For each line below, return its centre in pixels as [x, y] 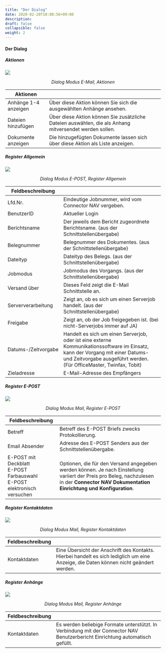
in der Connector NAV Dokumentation [105, 482]
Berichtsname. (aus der [90, 228]
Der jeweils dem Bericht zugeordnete [106, 221]
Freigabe [18, 323]
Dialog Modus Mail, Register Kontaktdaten [83, 529]
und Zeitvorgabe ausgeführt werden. [106, 359]
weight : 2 [15, 33]
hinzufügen [21, 126]
